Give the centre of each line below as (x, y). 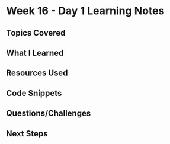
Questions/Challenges (49, 113)
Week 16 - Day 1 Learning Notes (85, 11)
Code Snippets (34, 93)
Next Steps (27, 134)
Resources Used (37, 73)
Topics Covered (36, 33)
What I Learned (35, 52)
